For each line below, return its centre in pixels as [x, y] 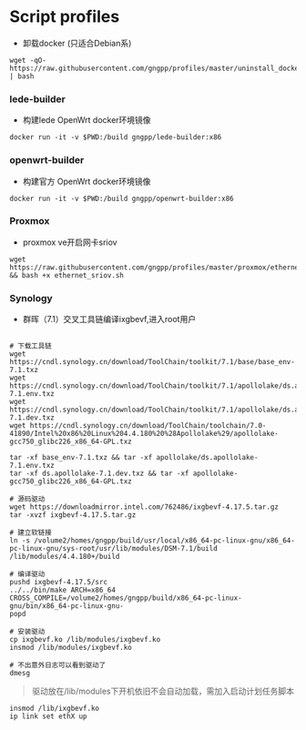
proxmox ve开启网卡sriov [70, 242]
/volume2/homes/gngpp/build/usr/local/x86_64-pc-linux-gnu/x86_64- [164, 541]
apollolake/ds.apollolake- [207, 458]
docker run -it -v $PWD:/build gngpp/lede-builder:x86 [116, 137]
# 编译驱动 [27, 574]
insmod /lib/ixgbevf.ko [55, 709]
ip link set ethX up [49, 716]
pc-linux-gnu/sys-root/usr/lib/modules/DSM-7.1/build [114, 549]
